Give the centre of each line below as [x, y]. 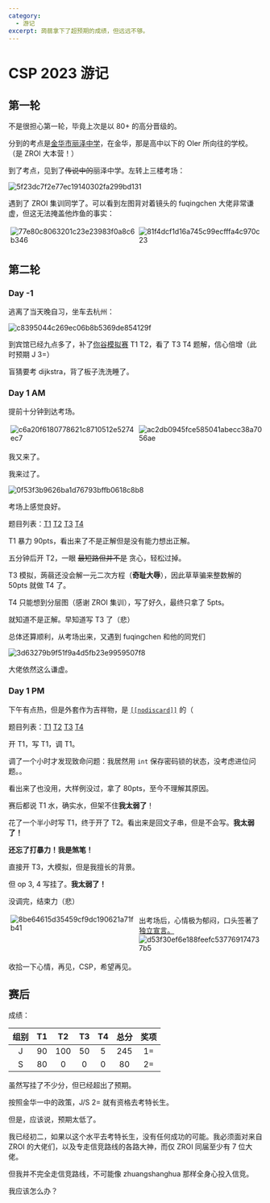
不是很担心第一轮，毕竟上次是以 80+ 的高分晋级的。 [95, 127]
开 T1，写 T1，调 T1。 [44, 743]
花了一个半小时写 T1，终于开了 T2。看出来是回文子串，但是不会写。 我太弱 [132, 822]
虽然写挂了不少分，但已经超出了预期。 [72, 1085]
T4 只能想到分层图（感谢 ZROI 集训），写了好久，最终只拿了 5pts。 [118, 602]
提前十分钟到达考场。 [44, 411]
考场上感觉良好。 [37, 507]
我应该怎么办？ [33, 1191]
